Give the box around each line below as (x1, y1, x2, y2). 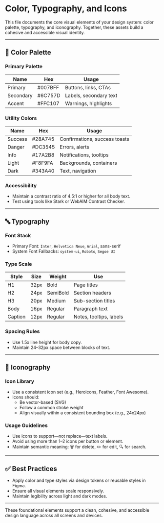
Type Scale (5, 260, 32, 267)
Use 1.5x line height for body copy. (12, 339, 82, 345)
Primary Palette (5, 63, 43, 70)
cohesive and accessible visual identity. (5, 29, 85, 35)
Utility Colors (5, 115, 37, 122)
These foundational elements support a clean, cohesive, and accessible (5, 507, 150, 513)
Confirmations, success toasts (60, 135, 129, 142)
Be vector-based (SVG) (19, 399, 67, 405)
